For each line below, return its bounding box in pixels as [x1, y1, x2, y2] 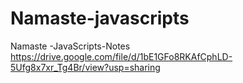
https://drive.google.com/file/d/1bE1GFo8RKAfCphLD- [10, 50, 233, 62]
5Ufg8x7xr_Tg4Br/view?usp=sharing [10, 61, 161, 73]
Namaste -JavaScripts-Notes [10, 40, 131, 52]
